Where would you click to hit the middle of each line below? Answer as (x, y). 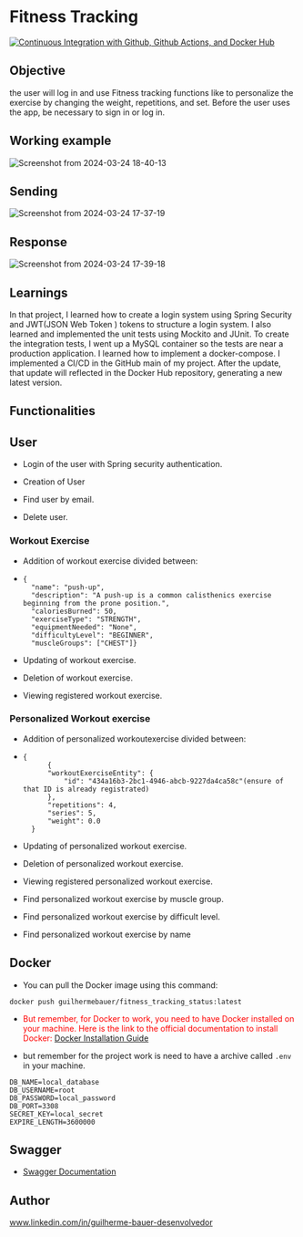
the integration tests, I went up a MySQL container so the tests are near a (146, 343)
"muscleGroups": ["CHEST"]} (85, 643)
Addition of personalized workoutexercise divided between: (134, 738)
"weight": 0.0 (74, 821)
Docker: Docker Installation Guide (86, 1038)
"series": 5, (72, 813)
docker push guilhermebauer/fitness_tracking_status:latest (126, 1002)
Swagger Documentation (69, 1172)
